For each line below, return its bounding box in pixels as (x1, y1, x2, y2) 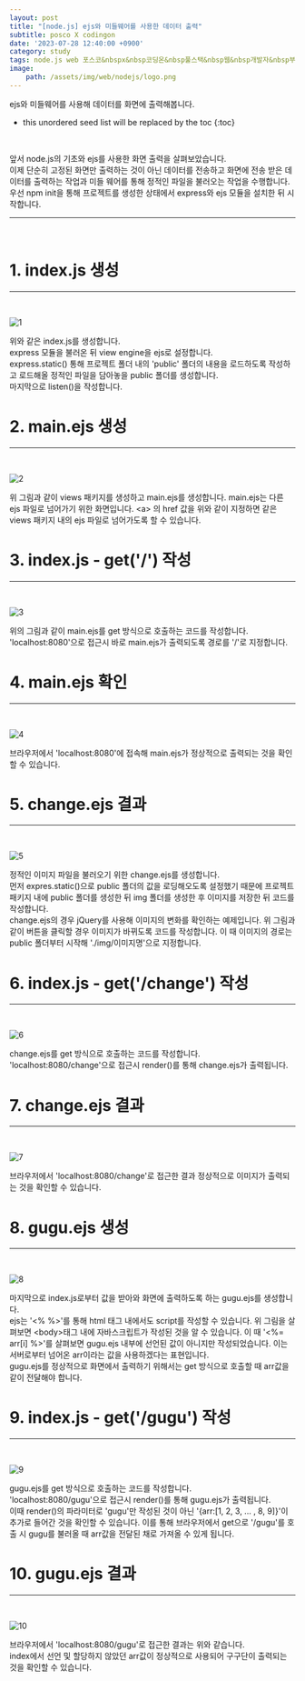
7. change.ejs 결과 (9, 1095, 145, 1116)
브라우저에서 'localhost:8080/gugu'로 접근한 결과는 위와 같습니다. (9, 1639, 245, 1650)
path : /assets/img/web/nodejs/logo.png (25, 73, 177, 82)
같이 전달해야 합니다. (9, 1372, 83, 1383)
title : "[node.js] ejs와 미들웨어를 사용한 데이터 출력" (9, 22, 202, 31)
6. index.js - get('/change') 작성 (9, 973, 250, 994)
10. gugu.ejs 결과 (9, 1564, 136, 1585)
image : (9, 65, 34, 74)
